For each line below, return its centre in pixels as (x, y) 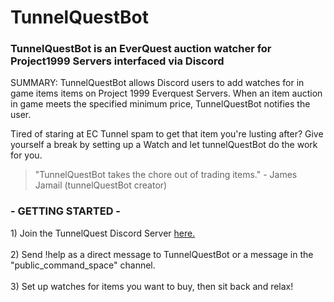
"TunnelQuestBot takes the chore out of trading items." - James (166, 175)
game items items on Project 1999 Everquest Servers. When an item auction (166, 93)
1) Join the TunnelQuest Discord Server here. (103, 233)
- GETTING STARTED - (66, 211)
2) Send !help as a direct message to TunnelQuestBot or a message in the (162, 254)
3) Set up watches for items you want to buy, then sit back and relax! (152, 286)
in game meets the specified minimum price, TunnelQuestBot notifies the (160, 104)
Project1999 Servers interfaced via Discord (117, 61)
